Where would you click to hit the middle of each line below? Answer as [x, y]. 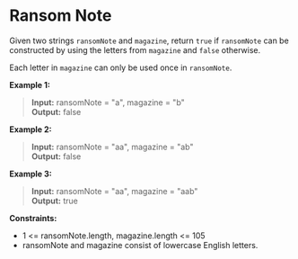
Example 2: [31, 129]
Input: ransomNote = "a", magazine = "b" [108, 102]
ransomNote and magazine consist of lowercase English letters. [140, 245]
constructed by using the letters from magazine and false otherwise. [135, 49]
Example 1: [30, 85]
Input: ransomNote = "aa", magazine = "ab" [112, 147]
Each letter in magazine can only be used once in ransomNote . [121, 67]
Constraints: [33, 218]
